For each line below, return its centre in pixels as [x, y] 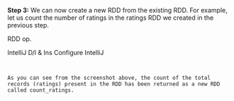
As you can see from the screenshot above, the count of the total [109, 78]
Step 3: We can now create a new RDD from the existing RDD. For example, [118, 10]
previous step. [28, 25]
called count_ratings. [41, 90]
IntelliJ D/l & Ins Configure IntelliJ [56, 53]
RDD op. [19, 39]
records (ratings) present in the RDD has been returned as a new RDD [114, 84]
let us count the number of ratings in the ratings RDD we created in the [111, 18]
